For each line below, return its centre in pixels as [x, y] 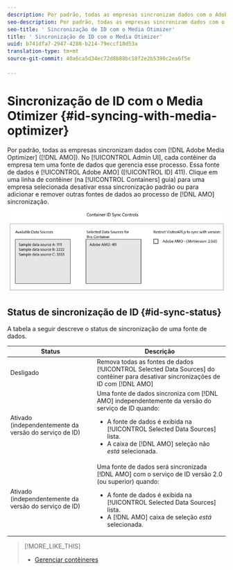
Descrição [160, 351]
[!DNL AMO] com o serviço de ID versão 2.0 [160, 474]
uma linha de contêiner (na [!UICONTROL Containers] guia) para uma [106, 179]
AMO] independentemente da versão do [154, 401]
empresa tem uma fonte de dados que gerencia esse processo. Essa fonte [113, 165]
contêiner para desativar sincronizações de [158, 376]
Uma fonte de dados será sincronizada [152, 467]
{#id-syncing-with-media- [138, 116]
